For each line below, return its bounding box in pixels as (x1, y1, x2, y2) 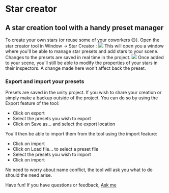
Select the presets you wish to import (12, 151, 92, 158)
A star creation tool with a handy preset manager (5, 23, 164, 32)
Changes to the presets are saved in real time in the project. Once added (5, 54, 164, 60)
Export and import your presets (5, 77, 84, 85)
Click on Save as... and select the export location (12, 121, 116, 127)
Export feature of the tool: (5, 100, 60, 106)
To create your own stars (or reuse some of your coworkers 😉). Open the (5, 37, 160, 43)
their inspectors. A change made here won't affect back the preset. (5, 65, 146, 71)
